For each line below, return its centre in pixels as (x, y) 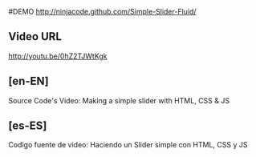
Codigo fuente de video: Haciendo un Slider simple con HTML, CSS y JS (128, 145)
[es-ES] (28, 126)
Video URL (35, 36)
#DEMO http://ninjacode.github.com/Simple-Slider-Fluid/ (102, 12)
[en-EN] (29, 81)
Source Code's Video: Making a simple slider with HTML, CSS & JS (119, 100)
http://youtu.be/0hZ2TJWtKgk (58, 56)
